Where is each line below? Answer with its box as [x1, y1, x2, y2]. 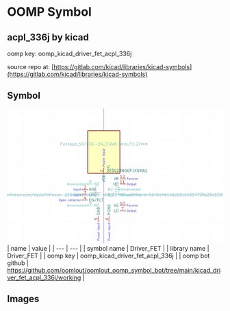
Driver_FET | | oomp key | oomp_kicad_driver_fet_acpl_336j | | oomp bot [7, 251, 210, 260]
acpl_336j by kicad [7, 32, 89, 43]
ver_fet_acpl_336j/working [7, 273, 81, 282]
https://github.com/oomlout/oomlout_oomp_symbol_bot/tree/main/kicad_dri [7, 266, 221, 274]
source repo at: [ [7, 63, 54, 71]
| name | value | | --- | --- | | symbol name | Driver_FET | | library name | [7, 244, 210, 252]
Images [7, 293, 40, 305]
